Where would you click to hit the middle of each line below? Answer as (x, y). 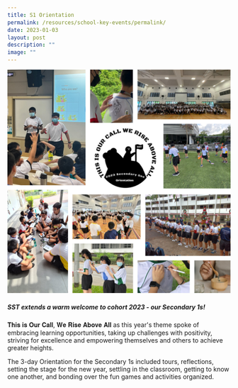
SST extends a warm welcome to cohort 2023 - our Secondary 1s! (106, 307)
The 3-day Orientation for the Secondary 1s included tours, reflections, (110, 361)
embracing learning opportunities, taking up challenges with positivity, (110, 333)
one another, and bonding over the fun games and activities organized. (111, 377)
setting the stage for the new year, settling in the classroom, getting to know (118, 369)
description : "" (31, 45)
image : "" (22, 52)
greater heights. (31, 348)
